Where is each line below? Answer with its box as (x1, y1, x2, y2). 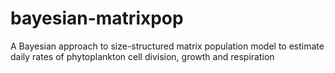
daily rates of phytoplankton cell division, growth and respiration (10, 50, 275, 62)
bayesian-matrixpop (10, 7, 184, 30)
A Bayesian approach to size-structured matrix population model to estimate (10, 40, 325, 52)
